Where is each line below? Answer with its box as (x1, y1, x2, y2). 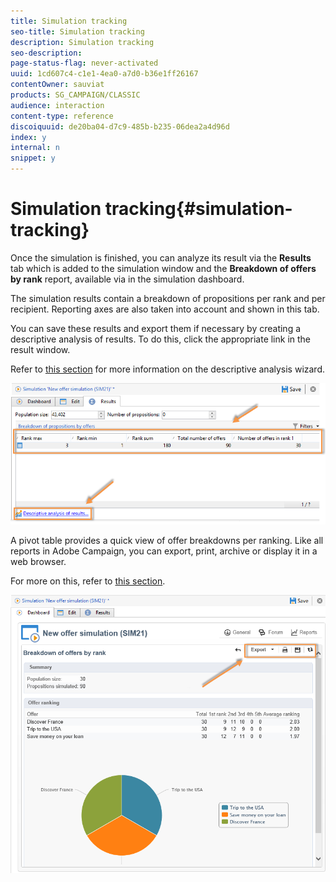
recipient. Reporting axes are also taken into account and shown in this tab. (10, 303, 320, 315)
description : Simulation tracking (10, 37, 155, 47)
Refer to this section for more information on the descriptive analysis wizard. (10, 363, 326, 375)
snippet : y (10, 153, 56, 164)
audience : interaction (10, 100, 105, 110)
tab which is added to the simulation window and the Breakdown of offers (10, 262, 317, 274)
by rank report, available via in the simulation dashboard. (10, 273, 245, 285)
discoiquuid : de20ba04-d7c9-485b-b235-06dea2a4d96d (10, 121, 230, 132)
